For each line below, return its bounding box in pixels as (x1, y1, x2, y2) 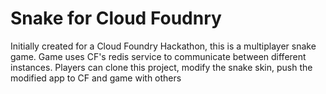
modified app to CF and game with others (10, 72, 182, 84)
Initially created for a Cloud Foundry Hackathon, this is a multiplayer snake (10, 40, 317, 52)
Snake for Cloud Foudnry (10, 7, 222, 30)
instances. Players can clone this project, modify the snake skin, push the (10, 61, 313, 73)
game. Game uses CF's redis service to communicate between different (10, 50, 307, 62)
